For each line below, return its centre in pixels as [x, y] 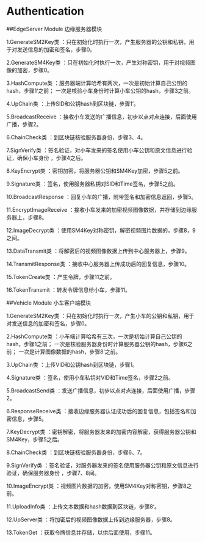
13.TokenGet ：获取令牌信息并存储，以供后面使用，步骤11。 [81, 532]
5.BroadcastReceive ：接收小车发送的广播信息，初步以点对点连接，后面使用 [102, 117]
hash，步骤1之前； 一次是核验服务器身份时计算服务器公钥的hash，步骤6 [97, 344]
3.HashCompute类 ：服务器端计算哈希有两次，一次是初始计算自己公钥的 [97, 83]
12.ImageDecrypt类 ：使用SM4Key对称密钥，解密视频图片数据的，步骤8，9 [101, 230]
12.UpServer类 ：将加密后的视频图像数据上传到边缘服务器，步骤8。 [91, 519]
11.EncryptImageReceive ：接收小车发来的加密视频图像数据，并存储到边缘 [99, 209]
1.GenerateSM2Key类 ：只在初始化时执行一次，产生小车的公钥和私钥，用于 [100, 316]
